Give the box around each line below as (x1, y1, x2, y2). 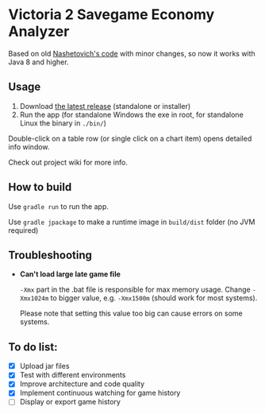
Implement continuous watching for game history (19, 388, 181, 398)
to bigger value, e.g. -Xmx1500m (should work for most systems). (50, 293, 258, 303)
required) (8, 225, 39, 235)
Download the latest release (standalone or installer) (19, 101, 191, 110)
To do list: (8, 340, 58, 354)
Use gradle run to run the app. (8, 201, 109, 211)
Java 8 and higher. (8, 57, 69, 67)
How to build (8, 180, 72, 194)
